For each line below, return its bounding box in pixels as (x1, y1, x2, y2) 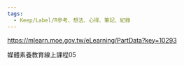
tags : (7, 10, 23, 17)
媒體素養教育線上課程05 (7, 50, 77, 59)
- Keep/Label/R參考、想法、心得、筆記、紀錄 (13, 17, 131, 24)
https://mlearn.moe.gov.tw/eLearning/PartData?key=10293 (7, 36, 177, 44)
